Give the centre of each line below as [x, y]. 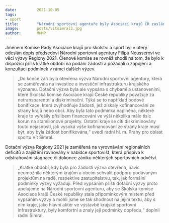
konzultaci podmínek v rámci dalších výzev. [50, 69]
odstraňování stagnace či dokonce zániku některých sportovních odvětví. [81, 158]
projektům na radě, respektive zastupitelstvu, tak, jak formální [81, 178]
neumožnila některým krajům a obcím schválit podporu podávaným [87, 173]
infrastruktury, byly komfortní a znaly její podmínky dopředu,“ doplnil [89, 210]
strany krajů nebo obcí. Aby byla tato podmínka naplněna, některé [86, 110]
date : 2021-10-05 [32, 10]
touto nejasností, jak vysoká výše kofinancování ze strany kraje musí [89, 127]
